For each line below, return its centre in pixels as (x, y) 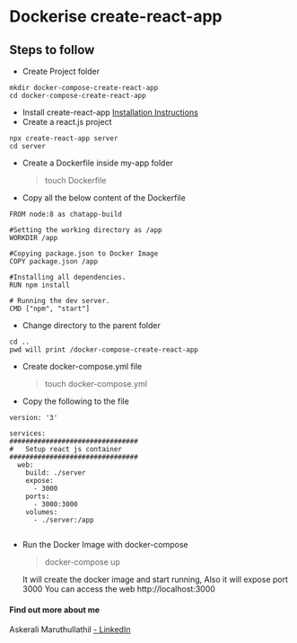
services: (28, 433)
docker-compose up (83, 562)
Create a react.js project (67, 122)
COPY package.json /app (54, 262)
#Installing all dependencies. (68, 277)
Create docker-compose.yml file (82, 366)
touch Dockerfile (75, 180)
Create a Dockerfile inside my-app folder (97, 163)
